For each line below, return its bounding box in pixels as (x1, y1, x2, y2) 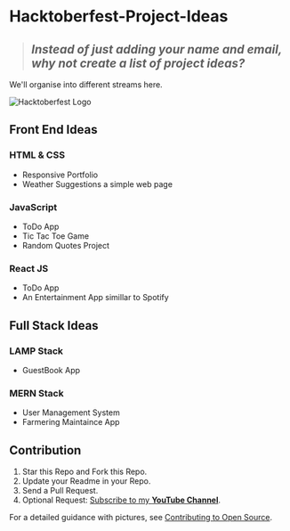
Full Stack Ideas (9, 318, 100, 333)
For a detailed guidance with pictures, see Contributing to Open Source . (9, 512, 273, 523)
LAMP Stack (9, 345, 64, 357)
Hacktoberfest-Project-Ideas (9, 6, 229, 27)
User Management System (21, 407, 120, 418)
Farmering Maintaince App (21, 417, 120, 428)
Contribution (9, 443, 82, 458)
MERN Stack (9, 387, 64, 399)
